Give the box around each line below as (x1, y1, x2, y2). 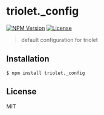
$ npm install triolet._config (6, 70, 85, 76)
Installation (6, 54, 50, 64)
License (6, 86, 37, 97)
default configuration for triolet (21, 36, 98, 43)
